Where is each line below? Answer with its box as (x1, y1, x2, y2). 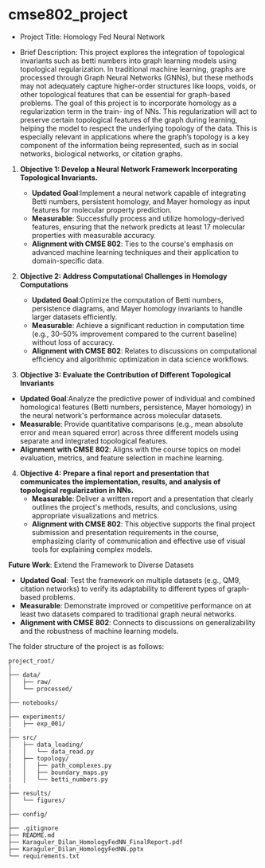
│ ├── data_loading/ (8, 741, 84, 749)
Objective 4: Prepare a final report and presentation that (19, 468, 209, 478)
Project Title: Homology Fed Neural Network (19, 32, 166, 41)
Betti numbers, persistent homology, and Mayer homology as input (31, 197, 251, 206)
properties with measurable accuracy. (31, 230, 157, 240)
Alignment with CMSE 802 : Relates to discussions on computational (31, 346, 257, 355)
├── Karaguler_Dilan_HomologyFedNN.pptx (8, 845, 145, 853)
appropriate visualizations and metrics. (31, 510, 159, 520)
